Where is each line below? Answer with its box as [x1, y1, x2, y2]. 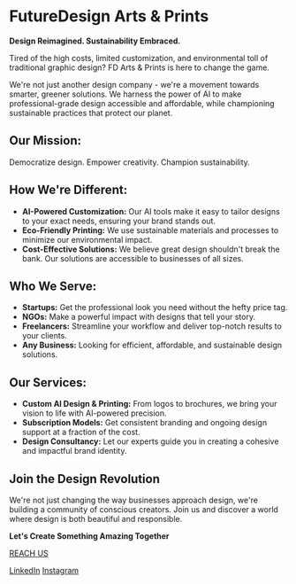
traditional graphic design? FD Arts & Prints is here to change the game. [9, 62, 269, 73]
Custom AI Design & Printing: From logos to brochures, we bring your [21, 399, 277, 409]
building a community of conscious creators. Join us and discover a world [9, 504, 278, 515]
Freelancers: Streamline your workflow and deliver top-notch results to [21, 321, 283, 331]
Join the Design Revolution [9, 471, 161, 487]
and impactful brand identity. [21, 446, 127, 456]
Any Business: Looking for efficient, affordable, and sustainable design [21, 339, 283, 351]
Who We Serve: [9, 278, 97, 293]
